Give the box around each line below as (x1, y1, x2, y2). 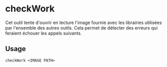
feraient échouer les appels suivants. (5, 30, 82, 36)
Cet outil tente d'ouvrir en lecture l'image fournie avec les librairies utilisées (5, 19, 162, 25)
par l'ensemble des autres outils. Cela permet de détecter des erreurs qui (5, 24, 158, 30)
